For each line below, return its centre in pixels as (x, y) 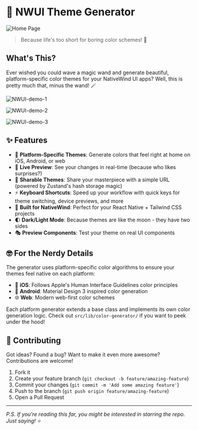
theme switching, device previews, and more (69, 201)
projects (25, 213)
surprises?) (28, 173)
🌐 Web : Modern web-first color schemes (65, 297)
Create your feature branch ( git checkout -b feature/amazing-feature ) (102, 379)
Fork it (22, 372)
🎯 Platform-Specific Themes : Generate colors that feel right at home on (102, 154)
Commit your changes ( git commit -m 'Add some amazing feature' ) (97, 385)
